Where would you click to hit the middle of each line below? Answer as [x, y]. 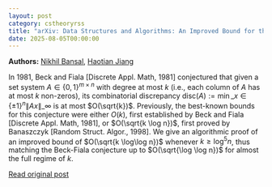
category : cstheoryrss [47, 23]
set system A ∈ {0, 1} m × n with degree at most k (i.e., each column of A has [134, 86]
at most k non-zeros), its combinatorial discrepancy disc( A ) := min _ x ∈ [127, 96]
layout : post [30, 16]
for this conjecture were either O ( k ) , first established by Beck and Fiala [126, 114]
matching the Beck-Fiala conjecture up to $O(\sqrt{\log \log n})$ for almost [134, 150]
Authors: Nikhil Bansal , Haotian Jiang [71, 62]
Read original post [39, 174]
